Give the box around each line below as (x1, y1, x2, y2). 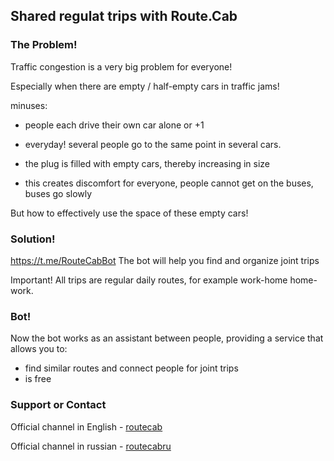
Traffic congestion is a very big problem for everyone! (10, 60, 233, 73)
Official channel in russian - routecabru (10, 440, 172, 452)
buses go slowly (24, 187, 93, 199)
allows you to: (10, 343, 68, 355)
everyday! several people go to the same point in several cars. (24, 138, 282, 150)
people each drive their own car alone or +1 (24, 119, 205, 131)
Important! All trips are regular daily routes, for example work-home (10, 274, 288, 286)
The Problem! (10, 38, 78, 52)
